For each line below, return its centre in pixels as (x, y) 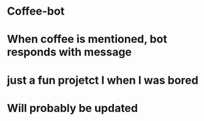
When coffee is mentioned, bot (87, 39)
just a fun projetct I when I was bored (103, 80)
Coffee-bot (36, 11)
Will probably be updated (73, 108)
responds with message (70, 52)
